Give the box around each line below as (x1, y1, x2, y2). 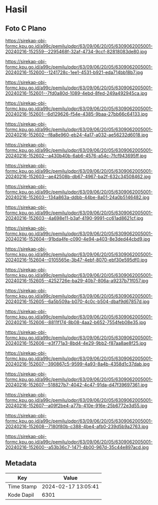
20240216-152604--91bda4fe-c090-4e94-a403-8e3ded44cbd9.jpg (5, 236, 150, 242)
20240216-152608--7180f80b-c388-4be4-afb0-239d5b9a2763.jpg (5, 423, 148, 429)
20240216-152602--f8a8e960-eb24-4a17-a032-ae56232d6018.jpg (5, 132, 148, 138)
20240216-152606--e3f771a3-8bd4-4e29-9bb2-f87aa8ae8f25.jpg (5, 340, 147, 346)
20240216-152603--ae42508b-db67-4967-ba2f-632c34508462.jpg (5, 173, 151, 179)
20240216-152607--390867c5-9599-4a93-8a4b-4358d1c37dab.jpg (5, 361, 150, 367)
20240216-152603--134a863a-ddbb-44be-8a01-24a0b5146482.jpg (5, 194, 150, 200)
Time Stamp (8, 483, 37, 490)
